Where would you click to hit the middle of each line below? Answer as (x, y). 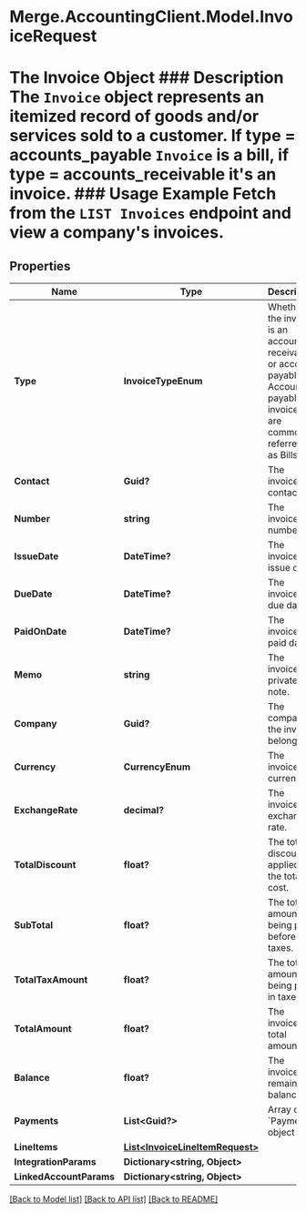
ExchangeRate (46, 810)
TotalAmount (43, 1029)
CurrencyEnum (157, 767)
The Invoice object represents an (137, 97)
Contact (32, 482)
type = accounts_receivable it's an (143, 174)
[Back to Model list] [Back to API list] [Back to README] (114, 1199)
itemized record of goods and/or (134, 117)
